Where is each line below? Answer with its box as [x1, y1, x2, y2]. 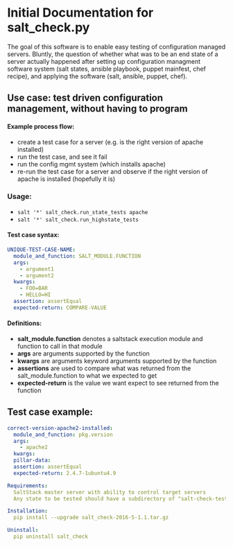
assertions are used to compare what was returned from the [17, 364, 191, 372]
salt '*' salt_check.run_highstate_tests [17, 216, 139, 223]
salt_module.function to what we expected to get [17, 371, 157, 379]
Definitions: [7, 319, 42, 327]
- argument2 [19, 272, 54, 279]
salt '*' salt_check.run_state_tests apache [17, 209, 148, 216]
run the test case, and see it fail [17, 153, 107, 161]
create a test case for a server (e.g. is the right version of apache [17, 137, 203, 146]
